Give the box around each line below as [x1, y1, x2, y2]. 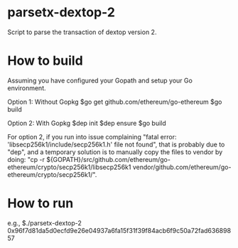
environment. [7, 83, 46, 92]
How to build [7, 53, 83, 69]
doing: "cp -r [7, 155, 45, 163]
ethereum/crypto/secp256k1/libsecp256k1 [7, 163, 131, 171]
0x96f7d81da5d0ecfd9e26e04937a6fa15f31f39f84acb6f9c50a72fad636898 [7, 226, 232, 234]
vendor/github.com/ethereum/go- [132, 163, 232, 171]
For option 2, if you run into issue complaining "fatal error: [7, 132, 177, 141]
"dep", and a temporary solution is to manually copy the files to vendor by [7, 147, 223, 156]
